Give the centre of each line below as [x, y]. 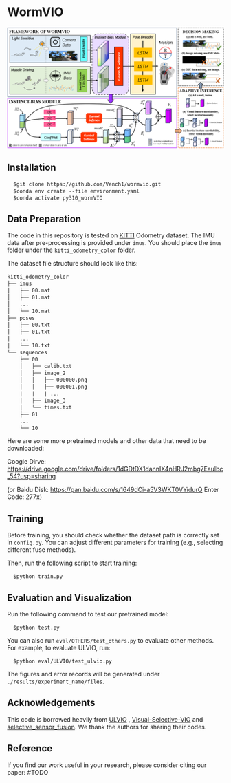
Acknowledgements [51, 703]
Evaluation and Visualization [69, 598]
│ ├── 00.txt [29, 325]
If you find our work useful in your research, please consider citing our [107, 765]
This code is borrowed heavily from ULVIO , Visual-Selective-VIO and [105, 719]
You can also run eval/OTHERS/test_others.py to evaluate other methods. [111, 640]
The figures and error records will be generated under [84, 674]
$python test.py [36, 628]
